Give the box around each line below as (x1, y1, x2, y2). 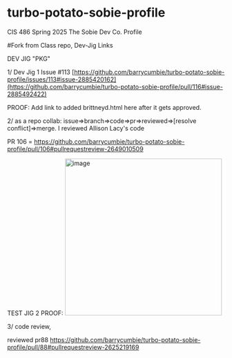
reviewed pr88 (7, 335, 49, 343)
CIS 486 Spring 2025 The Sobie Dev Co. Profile (7, 28, 143, 36)
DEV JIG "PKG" (7, 54, 50, 63)
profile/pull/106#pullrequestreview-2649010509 (7, 144, 144, 153)
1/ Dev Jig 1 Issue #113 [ (7, 68, 75, 76)
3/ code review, (7, 322, 52, 330)
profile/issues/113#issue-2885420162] (7, 75, 117, 84)
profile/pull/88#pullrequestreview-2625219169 (7, 343, 139, 351)
